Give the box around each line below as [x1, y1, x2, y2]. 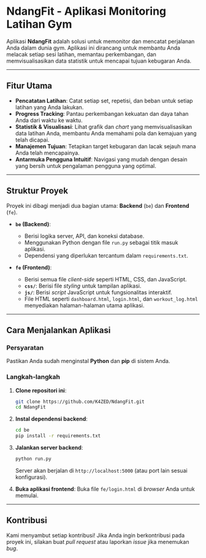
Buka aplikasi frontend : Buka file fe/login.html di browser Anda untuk [15, 485, 195, 492]
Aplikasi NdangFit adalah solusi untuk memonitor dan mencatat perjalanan [6, 37, 195, 45]
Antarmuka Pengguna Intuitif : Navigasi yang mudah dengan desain [15, 155, 188, 163]
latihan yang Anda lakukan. [15, 103, 84, 111]
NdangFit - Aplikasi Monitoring [6, 4, 167, 18]
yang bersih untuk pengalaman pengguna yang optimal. [15, 162, 156, 169]
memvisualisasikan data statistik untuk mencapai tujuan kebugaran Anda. [6, 57, 192, 64]
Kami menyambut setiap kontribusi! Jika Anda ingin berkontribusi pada [6, 532, 185, 539]
